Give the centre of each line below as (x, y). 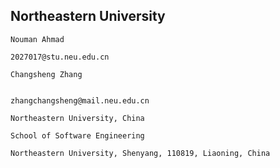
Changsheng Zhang (46, 74)
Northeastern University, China (77, 118)
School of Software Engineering (77, 135)
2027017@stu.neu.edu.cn (60, 57)
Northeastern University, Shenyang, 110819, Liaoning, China (140, 153)
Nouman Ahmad (37, 39)
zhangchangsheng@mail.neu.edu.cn (80, 100)
